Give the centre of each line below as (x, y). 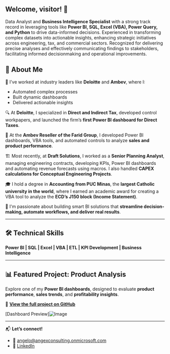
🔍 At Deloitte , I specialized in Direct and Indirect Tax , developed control (81, 112)
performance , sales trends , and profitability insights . (62, 294)
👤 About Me (24, 70)
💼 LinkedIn (24, 346)
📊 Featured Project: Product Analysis (66, 274)
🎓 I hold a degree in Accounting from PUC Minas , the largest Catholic (80, 184)
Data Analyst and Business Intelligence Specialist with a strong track (78, 21)
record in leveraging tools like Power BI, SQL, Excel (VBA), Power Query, (81, 27)
